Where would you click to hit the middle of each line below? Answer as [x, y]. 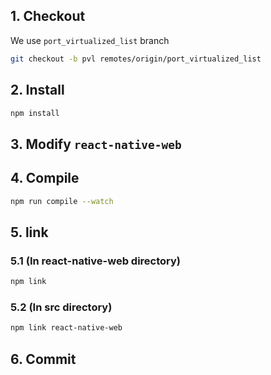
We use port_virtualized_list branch [90, 40]
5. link [29, 232]
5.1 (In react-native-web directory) [96, 261]
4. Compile [45, 178]
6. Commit [43, 359]
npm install [35, 113]
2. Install [37, 90]
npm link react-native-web [66, 328]
